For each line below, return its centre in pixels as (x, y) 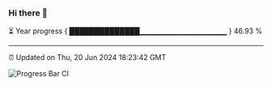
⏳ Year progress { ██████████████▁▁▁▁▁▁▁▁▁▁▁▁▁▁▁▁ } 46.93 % (136, 31)
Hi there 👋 (28, 13)
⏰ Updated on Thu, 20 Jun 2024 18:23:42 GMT (87, 58)
